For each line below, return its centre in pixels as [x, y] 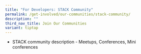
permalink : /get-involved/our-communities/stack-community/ [68, 14]
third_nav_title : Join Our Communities [46, 23]
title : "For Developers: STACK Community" [49, 10]
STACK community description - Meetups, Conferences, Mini [74, 42]
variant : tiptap [22, 28]
